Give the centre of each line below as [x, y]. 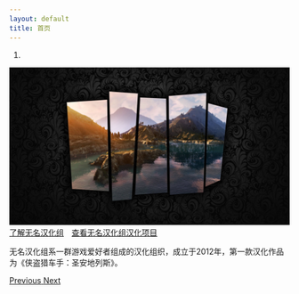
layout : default [39, 19]
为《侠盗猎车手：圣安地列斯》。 [66, 262]
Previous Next [35, 280]
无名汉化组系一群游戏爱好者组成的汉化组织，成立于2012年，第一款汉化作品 [147, 251]
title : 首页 [30, 28]
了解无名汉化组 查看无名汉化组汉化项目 [83, 233]
